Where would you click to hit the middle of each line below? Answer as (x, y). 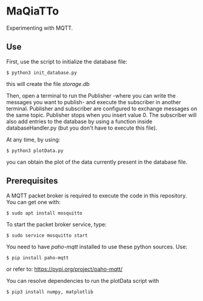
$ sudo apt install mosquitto (45, 213)
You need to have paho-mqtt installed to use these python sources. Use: (97, 246)
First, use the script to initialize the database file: (67, 61)
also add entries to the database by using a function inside (79, 121)
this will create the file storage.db (48, 84)
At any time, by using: (33, 139)
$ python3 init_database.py (42, 73)
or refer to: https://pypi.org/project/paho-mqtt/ (65, 269)
